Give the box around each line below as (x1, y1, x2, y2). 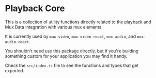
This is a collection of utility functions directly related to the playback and (5, 19, 152, 25)
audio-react (5, 39, 29, 44)
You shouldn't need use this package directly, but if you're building (5, 48, 139, 54)
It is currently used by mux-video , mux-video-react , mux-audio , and (5, 33, 136, 39)
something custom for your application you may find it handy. (5, 53, 127, 59)
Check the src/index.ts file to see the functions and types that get (5, 62, 139, 68)
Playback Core (5, 3, 65, 14)
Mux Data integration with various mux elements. (5, 24, 103, 30)
